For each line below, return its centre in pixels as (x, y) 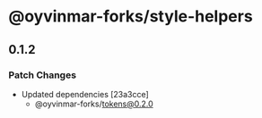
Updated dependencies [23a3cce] (85, 94)
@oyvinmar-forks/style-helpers (131, 17)
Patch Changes (43, 75)
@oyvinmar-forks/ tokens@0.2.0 (94, 104)
